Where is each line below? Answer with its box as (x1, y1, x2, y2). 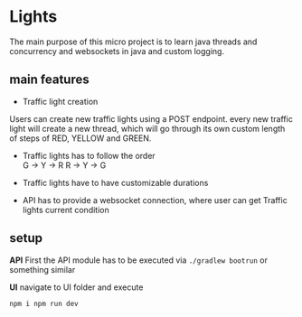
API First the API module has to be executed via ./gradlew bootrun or (9, 255, 269, 266)
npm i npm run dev (9, 299, 79, 308)
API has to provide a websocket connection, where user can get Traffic (22, 194, 288, 205)
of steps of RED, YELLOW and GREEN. (9, 133, 152, 144)
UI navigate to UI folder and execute (9, 282, 144, 293)
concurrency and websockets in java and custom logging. (9, 45, 224, 56)
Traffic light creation (22, 96, 99, 107)
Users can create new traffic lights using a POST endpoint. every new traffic (9, 113, 294, 124)
